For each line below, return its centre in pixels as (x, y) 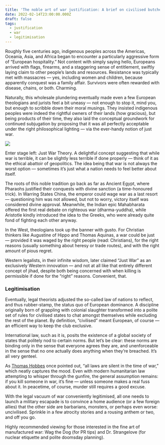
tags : (11, 23)
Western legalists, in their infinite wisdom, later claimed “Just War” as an (78, 260)
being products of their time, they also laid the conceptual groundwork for (80, 118)
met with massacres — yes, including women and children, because (74, 77)
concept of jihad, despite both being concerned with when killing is (73, 271)
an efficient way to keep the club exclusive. (49, 326)
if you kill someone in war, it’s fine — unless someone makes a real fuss (77, 382)
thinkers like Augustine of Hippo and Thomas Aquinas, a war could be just (80, 235)
